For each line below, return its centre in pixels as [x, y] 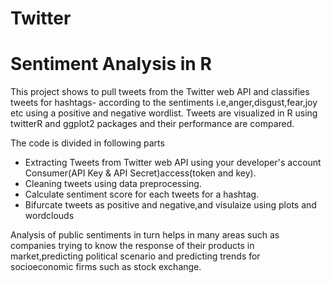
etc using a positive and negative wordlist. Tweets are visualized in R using [164, 113]
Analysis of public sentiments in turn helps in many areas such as [145, 235]
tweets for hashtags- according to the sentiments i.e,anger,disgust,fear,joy [164, 103]
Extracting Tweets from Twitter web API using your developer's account [173, 163]
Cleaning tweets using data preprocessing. [113, 184]
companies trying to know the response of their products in [132, 246]
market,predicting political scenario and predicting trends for [135, 256]
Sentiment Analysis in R [111, 64]
